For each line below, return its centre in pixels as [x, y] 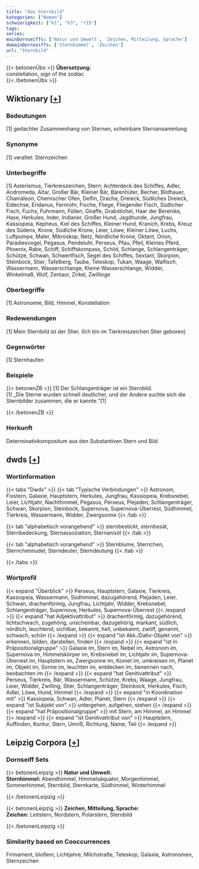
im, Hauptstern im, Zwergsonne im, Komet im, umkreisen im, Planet [111, 660]
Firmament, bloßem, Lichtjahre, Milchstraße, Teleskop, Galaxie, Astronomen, [100, 855]
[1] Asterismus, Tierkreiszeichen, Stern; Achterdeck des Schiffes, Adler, [94, 186]
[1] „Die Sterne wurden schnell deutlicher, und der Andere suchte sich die [96, 395]
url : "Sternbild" [28, 51]
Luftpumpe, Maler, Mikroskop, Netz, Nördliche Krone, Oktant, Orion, [89, 237]
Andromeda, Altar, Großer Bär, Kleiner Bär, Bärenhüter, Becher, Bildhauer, [96, 192]
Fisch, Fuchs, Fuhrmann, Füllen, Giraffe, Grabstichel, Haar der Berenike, [94, 211]
